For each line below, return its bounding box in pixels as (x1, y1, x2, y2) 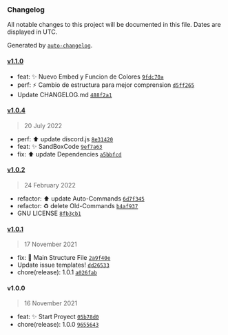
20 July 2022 (23, 121, 63, 130)
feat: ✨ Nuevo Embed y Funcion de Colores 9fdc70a (17, 72, 164, 81)
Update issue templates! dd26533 (17, 261, 110, 270)
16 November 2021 (23, 299, 78, 307)
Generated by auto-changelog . (7, 41, 93, 50)
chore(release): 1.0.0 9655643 (17, 321, 99, 329)
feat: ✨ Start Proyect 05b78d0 (17, 312, 99, 321)
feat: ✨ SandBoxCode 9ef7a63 (17, 142, 103, 150)
